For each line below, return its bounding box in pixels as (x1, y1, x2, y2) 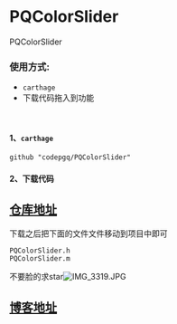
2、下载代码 (9, 174, 54, 185)
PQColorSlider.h (9, 246, 70, 255)
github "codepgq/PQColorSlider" (9, 153, 131, 162)
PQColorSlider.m (9, 253, 70, 263)
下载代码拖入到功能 (22, 92, 95, 103)
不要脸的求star (9, 271, 64, 281)
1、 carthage (9, 132, 54, 143)
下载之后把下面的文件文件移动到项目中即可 (9, 228, 168, 239)
